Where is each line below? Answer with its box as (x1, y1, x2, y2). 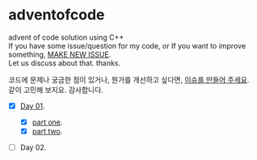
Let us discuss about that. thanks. (8, 58, 121, 68)
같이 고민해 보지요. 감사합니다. (8, 85, 103, 95)
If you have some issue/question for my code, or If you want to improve (8, 40, 246, 50)
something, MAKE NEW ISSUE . (8, 49, 112, 59)
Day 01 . (19, 101, 45, 111)
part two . (32, 127, 63, 137)
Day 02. (19, 143, 47, 153)
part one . (32, 117, 63, 127)
